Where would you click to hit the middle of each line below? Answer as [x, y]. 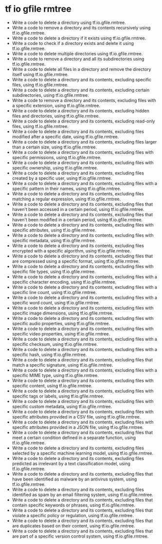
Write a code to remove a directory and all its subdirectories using [78, 59]
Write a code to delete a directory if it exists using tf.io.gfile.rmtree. [79, 38]
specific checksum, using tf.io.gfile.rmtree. [55, 344]
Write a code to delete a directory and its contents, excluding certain [81, 90]
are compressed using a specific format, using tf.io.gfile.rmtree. [76, 261]
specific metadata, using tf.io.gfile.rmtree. [54, 240]
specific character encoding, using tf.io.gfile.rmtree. [64, 282]
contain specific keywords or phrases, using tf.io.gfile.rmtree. [73, 505]
